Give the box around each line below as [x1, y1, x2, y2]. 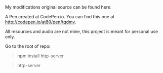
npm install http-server [17, 53, 64, 59]
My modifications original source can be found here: [5, 4, 112, 10]
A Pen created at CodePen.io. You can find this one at [5, 14, 115, 19]
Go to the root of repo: [5, 43, 51, 49]
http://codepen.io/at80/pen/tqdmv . [5, 19, 77, 25]
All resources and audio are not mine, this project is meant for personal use [5, 29, 158, 34]
